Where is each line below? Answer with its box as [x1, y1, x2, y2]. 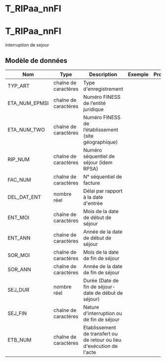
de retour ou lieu [83, 336, 122, 343]
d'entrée [83, 200, 103, 207]
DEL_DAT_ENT [7, 193, 41, 200]
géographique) [83, 138, 118, 145]
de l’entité [83, 99, 106, 106]
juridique [83, 106, 104, 113]
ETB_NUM [7, 336, 32, 343]
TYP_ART [7, 82, 30, 89]
